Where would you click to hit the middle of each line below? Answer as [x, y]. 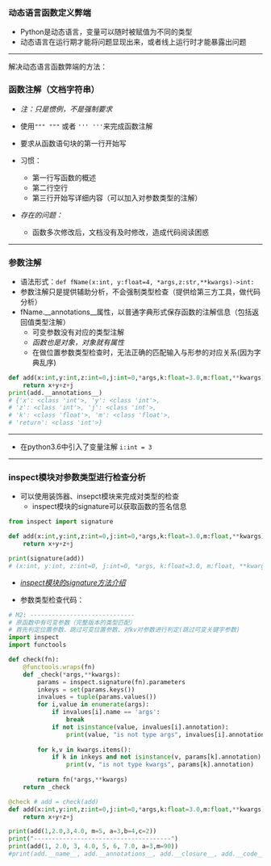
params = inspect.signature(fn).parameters [111, 682]
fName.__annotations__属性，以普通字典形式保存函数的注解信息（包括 [136, 312]
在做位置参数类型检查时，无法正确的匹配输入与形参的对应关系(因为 [143, 352]
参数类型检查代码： [52, 599]
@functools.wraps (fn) [59, 667]
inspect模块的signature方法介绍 [73, 582]
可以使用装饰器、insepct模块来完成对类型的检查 [100, 496]
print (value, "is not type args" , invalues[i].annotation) [167, 734]
